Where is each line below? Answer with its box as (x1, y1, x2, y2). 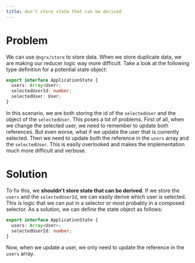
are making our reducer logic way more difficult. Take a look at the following (6, 59, 190, 66)
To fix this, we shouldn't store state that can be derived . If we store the (6, 187, 180, 194)
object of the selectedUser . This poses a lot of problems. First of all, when (6, 116, 184, 123)
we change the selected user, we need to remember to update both (6, 122, 169, 129)
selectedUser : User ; (11, 93, 61, 100)
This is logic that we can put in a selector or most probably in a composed (6, 199, 184, 206)
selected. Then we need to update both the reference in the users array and (6, 134, 189, 141)
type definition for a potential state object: (6, 66, 107, 73)
